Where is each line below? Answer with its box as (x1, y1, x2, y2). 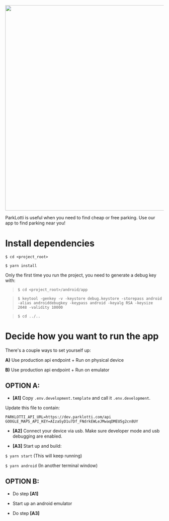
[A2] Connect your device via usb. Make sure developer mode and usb (12, 428, 160, 434)
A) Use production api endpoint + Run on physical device (5, 357, 124, 363)
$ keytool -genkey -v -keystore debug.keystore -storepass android (17, 296, 162, 301)
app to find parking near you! (5, 220, 65, 226)
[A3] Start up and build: (12, 443, 62, 449)
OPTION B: (5, 477, 39, 486)
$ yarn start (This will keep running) (5, 452, 82, 459)
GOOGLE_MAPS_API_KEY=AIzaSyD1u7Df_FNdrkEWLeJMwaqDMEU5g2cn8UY (5, 419, 138, 424)
